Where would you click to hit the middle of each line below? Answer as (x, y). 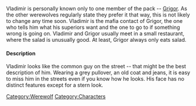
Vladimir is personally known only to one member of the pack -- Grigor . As (97, 9)
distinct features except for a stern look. (55, 85)
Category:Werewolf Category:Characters (56, 97)
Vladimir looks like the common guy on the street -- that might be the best (96, 67)
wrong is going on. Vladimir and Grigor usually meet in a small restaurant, (95, 34)
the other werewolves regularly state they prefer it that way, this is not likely (98, 15)
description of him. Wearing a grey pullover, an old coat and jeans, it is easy (98, 72)
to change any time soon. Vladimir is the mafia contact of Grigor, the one (94, 21)
